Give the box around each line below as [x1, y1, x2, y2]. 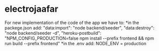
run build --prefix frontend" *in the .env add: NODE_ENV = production [4, 40, 146, 46]
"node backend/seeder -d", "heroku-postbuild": [4, 30, 101, 36]
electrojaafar [4, 3, 59, 15]
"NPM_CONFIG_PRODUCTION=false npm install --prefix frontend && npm [4, 35, 155, 41]
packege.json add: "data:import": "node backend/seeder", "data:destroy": [4, 25, 155, 30]
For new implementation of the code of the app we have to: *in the [4, 20, 139, 25]
